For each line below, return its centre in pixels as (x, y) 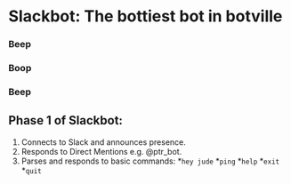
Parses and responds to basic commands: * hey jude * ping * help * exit (150, 161)
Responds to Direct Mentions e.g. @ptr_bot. (101, 151)
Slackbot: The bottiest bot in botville (145, 16)
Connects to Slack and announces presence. (103, 142)
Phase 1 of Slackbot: (66, 120)
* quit (31, 170)
